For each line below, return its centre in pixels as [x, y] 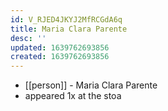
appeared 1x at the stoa [73, 96]
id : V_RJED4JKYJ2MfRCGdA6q [66, 19]
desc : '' [28, 38]
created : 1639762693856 [60, 57]
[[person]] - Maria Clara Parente [91, 85]
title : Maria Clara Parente [69, 29]
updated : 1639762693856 [60, 47]
